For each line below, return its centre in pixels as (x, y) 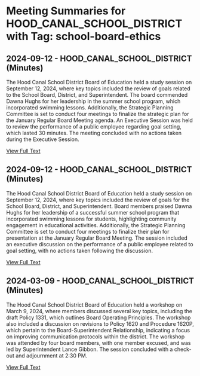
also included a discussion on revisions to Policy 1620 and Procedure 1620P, (100, 323)
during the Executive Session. (43, 139)
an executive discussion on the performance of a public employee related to (100, 244)
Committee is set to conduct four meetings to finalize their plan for (88, 231)
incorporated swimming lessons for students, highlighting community (91, 219)
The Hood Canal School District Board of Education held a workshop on (94, 305)
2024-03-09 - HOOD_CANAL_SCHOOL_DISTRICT (100, 281)
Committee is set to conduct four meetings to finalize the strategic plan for (98, 114)
